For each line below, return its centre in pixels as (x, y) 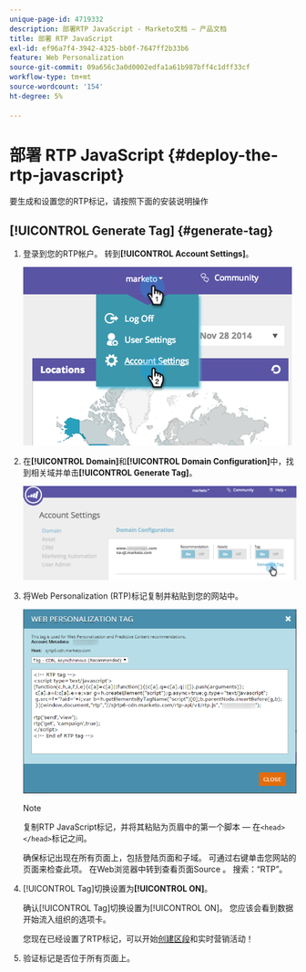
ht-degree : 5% (36, 96)
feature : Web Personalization (67, 58)
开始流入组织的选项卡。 (66, 919)
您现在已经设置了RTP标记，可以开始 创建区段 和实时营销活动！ (138, 938)
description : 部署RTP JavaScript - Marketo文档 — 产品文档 (118, 29)
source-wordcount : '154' (56, 87)
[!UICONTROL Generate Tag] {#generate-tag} (142, 230)
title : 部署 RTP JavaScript (61, 38)
